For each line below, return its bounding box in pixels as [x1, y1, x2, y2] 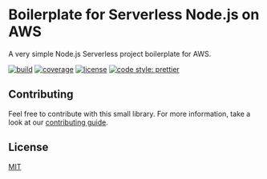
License [8, 141, 49, 154]
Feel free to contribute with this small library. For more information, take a [8, 109, 251, 118]
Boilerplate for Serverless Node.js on [8, 6, 260, 24]
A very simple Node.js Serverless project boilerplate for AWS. [8, 49, 212, 58]
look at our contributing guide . [8, 117, 108, 127]
